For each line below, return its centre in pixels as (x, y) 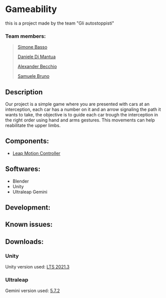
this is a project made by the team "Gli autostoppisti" (60, 23)
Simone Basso (32, 47)
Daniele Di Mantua (37, 57)
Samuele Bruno (33, 76)
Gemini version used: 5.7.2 (33, 291)
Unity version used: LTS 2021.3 (37, 267)
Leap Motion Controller (36, 153)
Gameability (31, 9)
